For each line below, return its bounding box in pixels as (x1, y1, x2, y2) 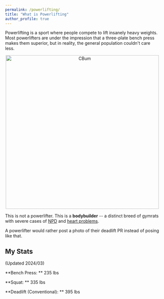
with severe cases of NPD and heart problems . (5, 218, 99, 224)
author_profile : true (5, 16, 49, 21)
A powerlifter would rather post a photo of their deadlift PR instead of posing (5, 228, 159, 234)
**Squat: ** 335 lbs (5, 279, 46, 285)
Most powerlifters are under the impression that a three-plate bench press (5, 35, 155, 41)
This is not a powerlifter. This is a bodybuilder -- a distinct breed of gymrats (5, 213, 159, 219)
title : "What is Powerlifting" (5, 12, 69, 17)
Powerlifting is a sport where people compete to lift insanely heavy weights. (5, 30, 158, 36)
